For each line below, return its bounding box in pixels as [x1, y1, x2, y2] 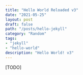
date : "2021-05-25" [5, 12, 47, 17]
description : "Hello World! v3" [5, 50, 74, 55]
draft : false [5, 21, 33, 27]
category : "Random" [5, 31, 47, 36]
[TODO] [5, 64, 22, 70]
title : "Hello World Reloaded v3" [5, 7, 79, 13]
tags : [5, 36, 17, 41]
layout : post [5, 17, 33, 22]
